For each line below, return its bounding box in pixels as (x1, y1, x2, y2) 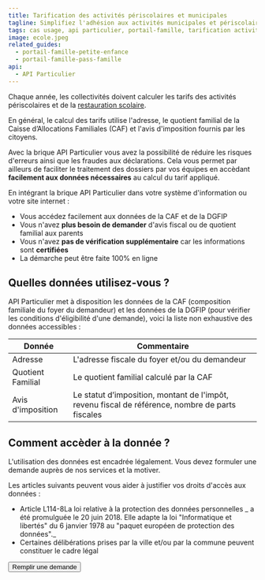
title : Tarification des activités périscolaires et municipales (8, 11, 227, 20)
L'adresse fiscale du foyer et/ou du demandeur (73, 354, 247, 365)
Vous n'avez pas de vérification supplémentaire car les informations (19, 236, 245, 246)
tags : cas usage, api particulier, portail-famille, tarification (8, 26, 231, 34)
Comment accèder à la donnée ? (8, 436, 170, 449)
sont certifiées (19, 245, 69, 255)
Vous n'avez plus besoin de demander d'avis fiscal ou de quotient (19, 220, 237, 229)
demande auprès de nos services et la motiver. (8, 466, 161, 475)
